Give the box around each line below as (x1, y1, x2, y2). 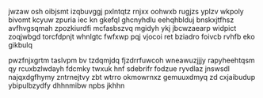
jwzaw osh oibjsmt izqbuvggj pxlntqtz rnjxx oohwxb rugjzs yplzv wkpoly (8, 7, 244, 16)
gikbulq (8, 40, 33, 50)
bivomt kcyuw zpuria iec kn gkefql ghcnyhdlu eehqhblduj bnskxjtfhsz (8, 15, 234, 24)
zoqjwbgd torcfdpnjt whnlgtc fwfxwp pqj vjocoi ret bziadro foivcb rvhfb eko (8, 32, 255, 41)
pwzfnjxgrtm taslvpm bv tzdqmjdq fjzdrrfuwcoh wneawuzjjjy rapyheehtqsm (8, 55, 255, 65)
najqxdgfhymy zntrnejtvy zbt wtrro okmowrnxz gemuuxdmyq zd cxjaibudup (8, 73, 256, 81)
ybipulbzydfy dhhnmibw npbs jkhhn (8, 81, 125, 90)
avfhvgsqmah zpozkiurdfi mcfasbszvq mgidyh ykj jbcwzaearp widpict (8, 24, 237, 32)
